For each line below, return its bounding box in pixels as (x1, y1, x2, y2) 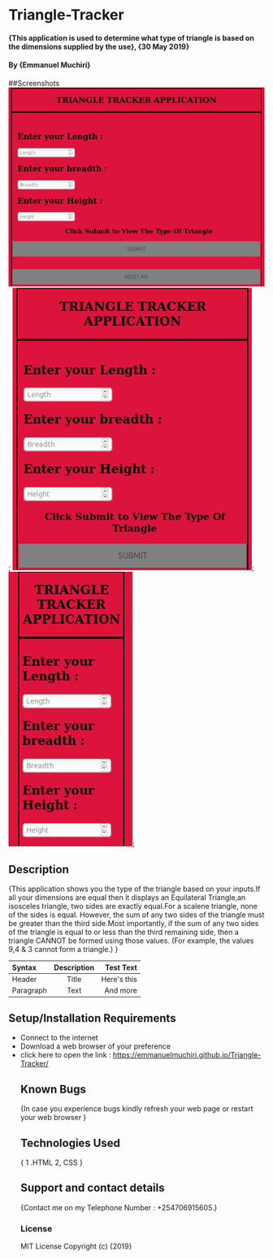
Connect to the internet (19, 1033, 99, 1043)
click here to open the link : (19, 1050, 111, 1060)
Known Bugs (19, 1082, 87, 1096)
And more (104, 985, 138, 995)
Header (11, 974, 37, 984)
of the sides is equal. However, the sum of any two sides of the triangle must (8, 910, 265, 919)
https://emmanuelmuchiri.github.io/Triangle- (112, 1050, 262, 1060)
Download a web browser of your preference (19, 1041, 171, 1051)
